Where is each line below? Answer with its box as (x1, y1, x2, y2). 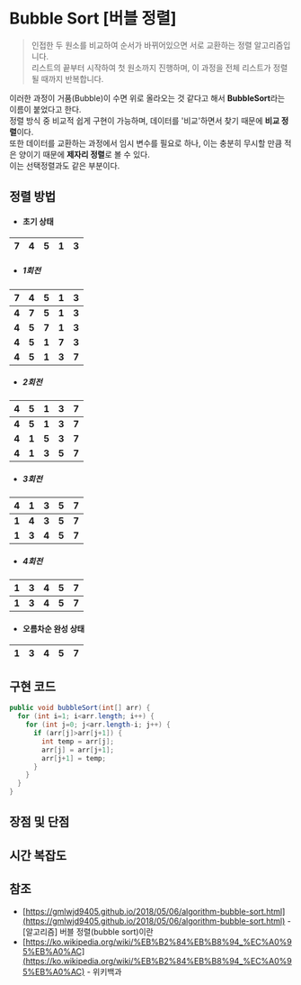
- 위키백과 (86, 966, 122, 977)
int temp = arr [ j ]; (41, 736, 115, 746)
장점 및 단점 (9, 815, 70, 830)
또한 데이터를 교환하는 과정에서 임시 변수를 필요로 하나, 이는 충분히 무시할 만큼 (9, 137, 283, 149)
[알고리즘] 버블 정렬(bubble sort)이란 (22, 926, 155, 937)
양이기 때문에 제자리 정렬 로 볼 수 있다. (18, 149, 150, 160)
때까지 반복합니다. (40, 73, 104, 84)
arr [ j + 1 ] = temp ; (41, 753, 106, 762)
